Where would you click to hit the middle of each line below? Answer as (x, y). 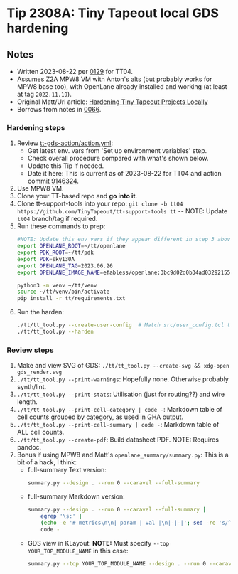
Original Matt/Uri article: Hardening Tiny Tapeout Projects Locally (112, 102)
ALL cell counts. (40, 432)
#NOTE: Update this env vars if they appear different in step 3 (115, 240)
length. (27, 402)
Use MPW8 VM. (40, 188)
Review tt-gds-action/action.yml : (65, 143)
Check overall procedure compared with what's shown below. (118, 159)
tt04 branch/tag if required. (57, 219)
